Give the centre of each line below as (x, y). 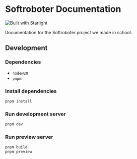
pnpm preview (19, 152)
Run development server (35, 114)
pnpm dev (14, 124)
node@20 (20, 73)
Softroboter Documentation (63, 9)
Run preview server (29, 137)
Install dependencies (31, 91)
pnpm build (16, 147)
